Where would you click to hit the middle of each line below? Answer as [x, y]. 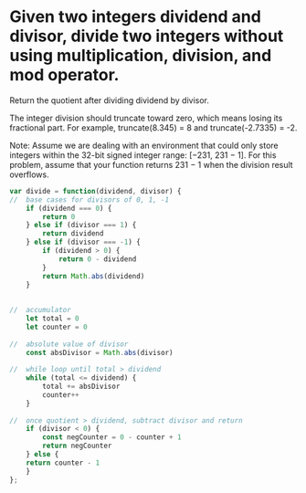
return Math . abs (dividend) [94, 276]
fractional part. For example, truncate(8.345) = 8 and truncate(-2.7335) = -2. [153, 127]
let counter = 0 [57, 327]
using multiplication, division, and [141, 56]
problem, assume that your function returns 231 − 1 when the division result [152, 164]
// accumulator [40, 310]
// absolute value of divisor [69, 344]
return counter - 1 [63, 463]
